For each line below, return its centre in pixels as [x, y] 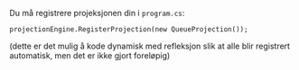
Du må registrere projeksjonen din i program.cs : [97, 13]
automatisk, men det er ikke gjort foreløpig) [90, 56]
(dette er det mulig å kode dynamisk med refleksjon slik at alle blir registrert [150, 46]
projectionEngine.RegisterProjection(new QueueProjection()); [129, 30]
